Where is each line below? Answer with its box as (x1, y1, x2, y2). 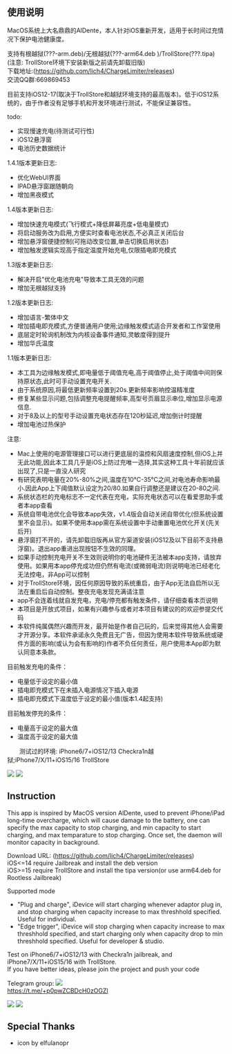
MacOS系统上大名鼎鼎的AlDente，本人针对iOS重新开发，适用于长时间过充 (7, 26, 218, 35)
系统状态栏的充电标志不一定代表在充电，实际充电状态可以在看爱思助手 (17, 492, 217, 500)
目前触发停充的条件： (7, 709, 68, 717)
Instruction (7, 790, 56, 802)
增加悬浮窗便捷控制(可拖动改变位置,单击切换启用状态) (17, 237, 169, 245)
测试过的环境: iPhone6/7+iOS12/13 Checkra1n (19, 747, 148, 755)
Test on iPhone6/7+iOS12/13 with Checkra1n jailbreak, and (7, 950, 173, 958)
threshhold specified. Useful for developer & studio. (17, 937, 164, 945)
